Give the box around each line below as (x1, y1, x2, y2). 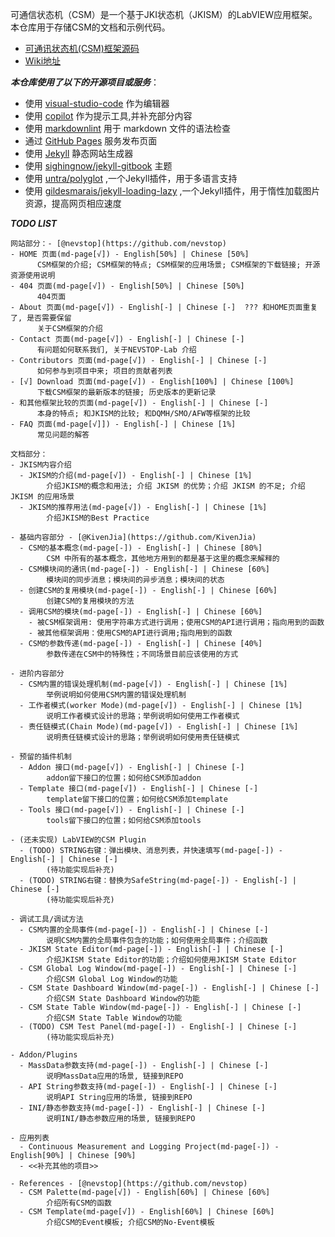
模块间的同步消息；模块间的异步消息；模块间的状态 (46, 575, 225, 585)
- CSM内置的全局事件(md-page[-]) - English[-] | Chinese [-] (19, 925, 269, 935)
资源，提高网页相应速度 (24, 198, 122, 209)
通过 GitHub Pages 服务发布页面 (24, 135, 158, 147)
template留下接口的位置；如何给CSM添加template (46, 794, 228, 804)
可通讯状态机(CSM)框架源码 (24, 43, 140, 54)
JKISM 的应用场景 (10, 492, 75, 502)
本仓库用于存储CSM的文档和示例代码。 (10, 21, 171, 33)
